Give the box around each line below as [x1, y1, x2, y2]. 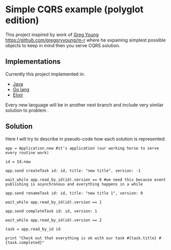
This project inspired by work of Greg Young [5, 31, 99, 37]
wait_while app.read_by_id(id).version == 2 [5, 217, 102, 223]
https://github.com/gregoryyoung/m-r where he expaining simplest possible [5, 37, 166, 43]
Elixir [12, 91, 24, 98]
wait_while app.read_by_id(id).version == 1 [5, 199, 102, 205]
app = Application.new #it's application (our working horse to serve [5, 145, 159, 151]
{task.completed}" [5, 240, 45, 245]
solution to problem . [5, 107, 49, 113]
